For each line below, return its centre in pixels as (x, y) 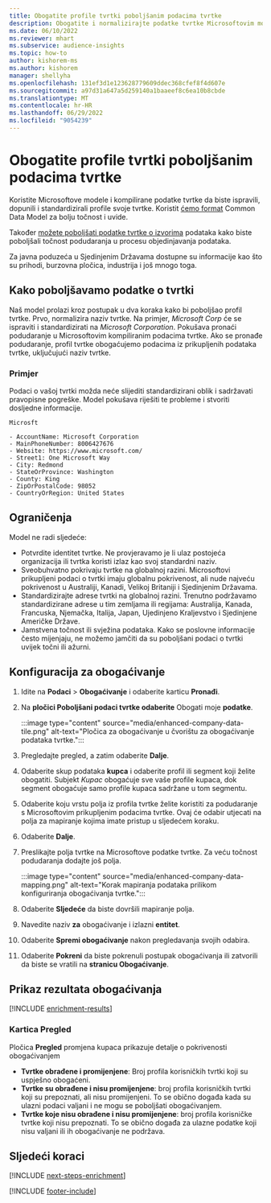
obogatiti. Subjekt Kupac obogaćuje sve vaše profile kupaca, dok (129, 779)
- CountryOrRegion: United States (67, 493)
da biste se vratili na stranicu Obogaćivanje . (95, 964)
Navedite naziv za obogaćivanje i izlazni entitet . (100, 924)
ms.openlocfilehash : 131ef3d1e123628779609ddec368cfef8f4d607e (117, 83)
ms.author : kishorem (44, 68)
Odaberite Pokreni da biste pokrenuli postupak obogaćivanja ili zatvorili (139, 955)
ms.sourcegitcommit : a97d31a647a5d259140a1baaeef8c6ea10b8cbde (117, 91)
